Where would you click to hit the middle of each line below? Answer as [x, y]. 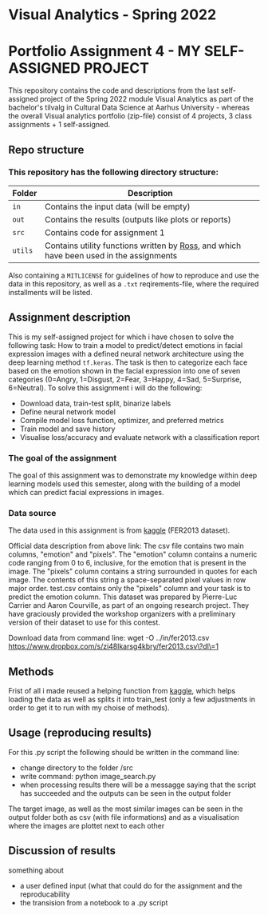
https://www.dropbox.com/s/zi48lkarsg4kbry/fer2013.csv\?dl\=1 [114, 646]
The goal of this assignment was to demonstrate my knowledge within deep [133, 475]
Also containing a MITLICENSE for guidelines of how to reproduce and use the [134, 275]
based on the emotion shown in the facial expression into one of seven [124, 370]
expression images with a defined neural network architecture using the [126, 354]
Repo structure [46, 150]
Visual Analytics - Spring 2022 [112, 15]
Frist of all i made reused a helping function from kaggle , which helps [122, 691]
